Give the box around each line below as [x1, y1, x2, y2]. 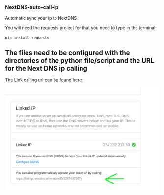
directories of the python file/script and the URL [5, 56, 155, 65]
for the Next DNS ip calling [5, 64, 87, 73]
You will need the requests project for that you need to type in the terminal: [5, 25, 157, 31]
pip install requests [5, 35, 50, 40]
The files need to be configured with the [5, 48, 130, 57]
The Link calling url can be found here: [5, 77, 83, 83]
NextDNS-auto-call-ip [5, 4, 59, 11]
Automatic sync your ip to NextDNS [5, 15, 77, 21]
